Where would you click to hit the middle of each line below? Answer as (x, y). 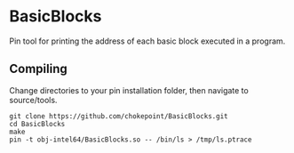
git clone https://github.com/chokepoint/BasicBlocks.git (119, 116)
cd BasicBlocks (37, 124)
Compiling (39, 69)
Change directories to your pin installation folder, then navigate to (129, 90)
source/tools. (33, 100)
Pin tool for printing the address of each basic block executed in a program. (147, 41)
